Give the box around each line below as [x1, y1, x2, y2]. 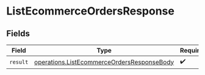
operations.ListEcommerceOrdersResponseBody [34, 57, 174, 66]
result [9, 59, 29, 65]
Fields [6, 28, 31, 39]
